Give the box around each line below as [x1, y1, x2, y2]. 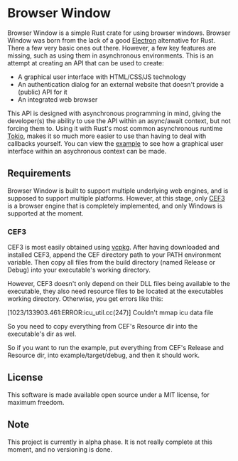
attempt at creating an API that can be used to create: [7, 58, 165, 67]
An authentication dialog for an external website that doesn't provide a [17, 80, 225, 88]
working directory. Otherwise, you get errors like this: [7, 295, 163, 303]
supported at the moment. [7, 208, 84, 218]
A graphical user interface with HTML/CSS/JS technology [17, 73, 187, 81]
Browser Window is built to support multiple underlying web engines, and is [7, 186, 229, 195]
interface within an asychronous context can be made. [7, 147, 167, 155]
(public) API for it [17, 88, 67, 96]
